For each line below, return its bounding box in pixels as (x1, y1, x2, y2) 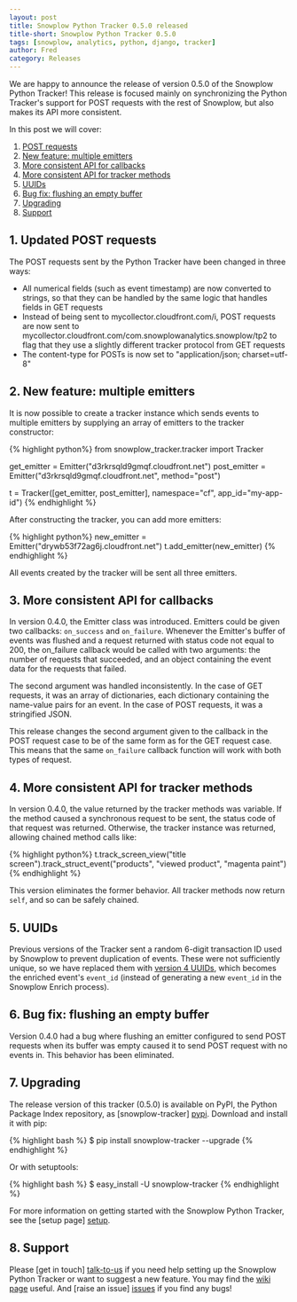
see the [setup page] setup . (9, 1214, 111, 1225)
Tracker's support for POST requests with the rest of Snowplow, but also (9, 98, 275, 107)
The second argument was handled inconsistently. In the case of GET (9, 680, 263, 692)
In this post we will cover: (9, 124, 102, 134)
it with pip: (9, 1118, 48, 1128)
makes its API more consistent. (9, 107, 122, 117)
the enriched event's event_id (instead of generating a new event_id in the (9, 972, 282, 983)
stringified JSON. (9, 709, 73, 719)
